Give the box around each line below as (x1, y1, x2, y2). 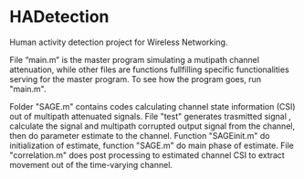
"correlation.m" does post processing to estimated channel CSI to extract (9, 149, 285, 161)
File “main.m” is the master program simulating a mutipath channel (9, 54, 260, 65)
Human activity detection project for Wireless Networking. (9, 37, 228, 47)
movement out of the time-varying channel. (9, 159, 173, 170)
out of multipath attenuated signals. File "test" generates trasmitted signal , (9, 111, 292, 121)
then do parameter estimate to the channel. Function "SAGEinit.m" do (9, 130, 271, 141)
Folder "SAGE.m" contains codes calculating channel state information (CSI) (9, 100, 296, 111)
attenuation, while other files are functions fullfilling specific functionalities (9, 64, 289, 75)
